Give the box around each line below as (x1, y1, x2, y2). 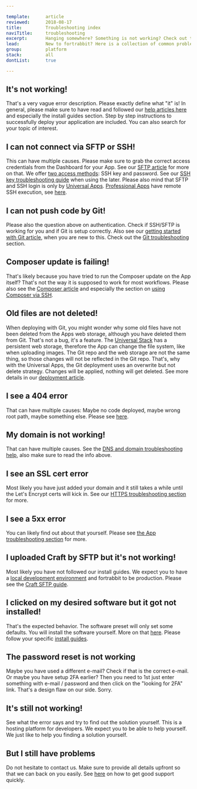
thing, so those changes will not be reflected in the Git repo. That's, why (6, 355, 181, 362)
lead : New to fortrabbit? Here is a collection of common (6, 41, 175, 47)
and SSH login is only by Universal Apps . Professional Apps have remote (6, 183, 182, 190)
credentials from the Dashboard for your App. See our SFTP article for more (6, 164, 189, 171)
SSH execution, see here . (6, 189, 67, 196)
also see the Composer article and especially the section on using (6, 285, 165, 292)
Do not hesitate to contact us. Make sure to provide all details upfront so (6, 764, 181, 771)
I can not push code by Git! (6, 206, 106, 216)
